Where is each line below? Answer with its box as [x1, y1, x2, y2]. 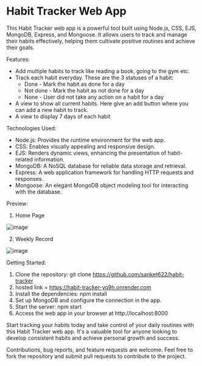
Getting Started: [6, 259, 47, 266]
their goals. [6, 44, 35, 51]
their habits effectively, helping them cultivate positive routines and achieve [6, 37, 196, 44]
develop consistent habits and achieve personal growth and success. [6, 334, 179, 342]
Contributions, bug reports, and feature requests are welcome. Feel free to [6, 346, 193, 353]
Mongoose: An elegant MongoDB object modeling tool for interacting [15, 181, 189, 189]
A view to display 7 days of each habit [15, 113, 111, 120]
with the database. [15, 188, 62, 195]
